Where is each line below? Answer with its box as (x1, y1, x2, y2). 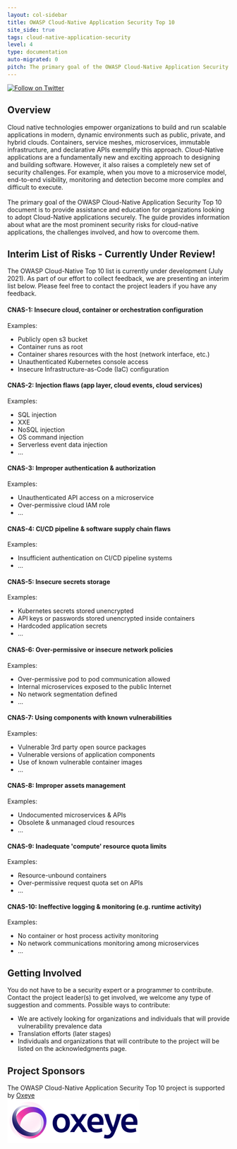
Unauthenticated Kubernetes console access (17, 357, 149, 366)
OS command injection (17, 432, 84, 441)
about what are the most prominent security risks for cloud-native (7, 220, 199, 229)
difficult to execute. (7, 183, 63, 191)
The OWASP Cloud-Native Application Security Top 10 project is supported (7, 1083, 226, 1093)
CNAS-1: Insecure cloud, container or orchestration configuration (7, 305, 203, 314)
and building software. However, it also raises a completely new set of (7, 160, 211, 169)
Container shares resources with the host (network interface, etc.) (17, 350, 210, 358)
